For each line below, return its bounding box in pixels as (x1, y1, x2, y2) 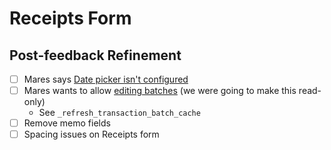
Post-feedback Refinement (9, 47, 182, 64)
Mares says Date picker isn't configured (23, 73, 189, 85)
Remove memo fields (23, 117, 111, 129)
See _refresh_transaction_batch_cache (38, 107, 201, 119)
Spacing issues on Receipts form (23, 128, 160, 141)
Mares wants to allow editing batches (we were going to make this (23, 85, 297, 97)
